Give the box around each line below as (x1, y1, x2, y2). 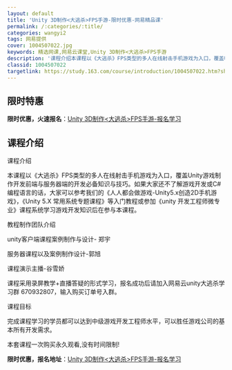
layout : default (7, 10, 54, 17)
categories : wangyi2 (7, 29, 67, 37)
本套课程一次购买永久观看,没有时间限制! (7, 340, 120, 349)
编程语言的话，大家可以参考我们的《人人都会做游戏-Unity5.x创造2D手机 (7, 188, 211, 197)
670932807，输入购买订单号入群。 (20, 288, 121, 296)
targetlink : (7, 68, 41, 75)
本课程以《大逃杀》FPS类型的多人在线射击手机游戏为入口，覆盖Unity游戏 (7, 171, 215, 179)
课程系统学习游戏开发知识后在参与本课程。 (19, 206, 140, 214)
